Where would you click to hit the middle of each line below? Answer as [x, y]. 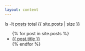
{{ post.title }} [26, 39]
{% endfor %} [26, 44]
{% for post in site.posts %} [40, 33]
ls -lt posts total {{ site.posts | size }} [42, 24]
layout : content [21, 10]
